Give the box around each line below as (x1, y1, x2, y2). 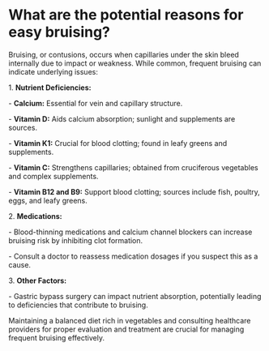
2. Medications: (8, 211, 62, 220)
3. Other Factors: (8, 276, 67, 285)
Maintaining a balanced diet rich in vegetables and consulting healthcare (8, 315, 251, 325)
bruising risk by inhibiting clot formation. (8, 235, 143, 245)
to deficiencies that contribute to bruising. (8, 300, 148, 310)
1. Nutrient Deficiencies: (8, 83, 92, 92)
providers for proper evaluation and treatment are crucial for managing (8, 324, 245, 334)
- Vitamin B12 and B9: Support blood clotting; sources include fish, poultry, (8, 186, 261, 196)
